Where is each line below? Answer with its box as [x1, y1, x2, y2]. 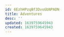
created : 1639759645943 [5, 25, 53, 30]
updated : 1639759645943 [5, 20, 53, 25]
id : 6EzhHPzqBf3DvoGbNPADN [5, 7, 60, 12]
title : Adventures [5, 12, 42, 16]
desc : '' [5, 16, 23, 21]
